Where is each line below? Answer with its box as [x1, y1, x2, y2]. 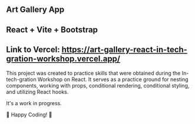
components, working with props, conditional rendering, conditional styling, [6, 82, 190, 89]
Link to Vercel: [6, 45, 60, 55]
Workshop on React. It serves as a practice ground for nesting [37, 76, 189, 83]
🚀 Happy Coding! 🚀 [6, 111, 52, 118]
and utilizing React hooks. [6, 88, 69, 95]
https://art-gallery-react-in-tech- [61, 45, 187, 55]
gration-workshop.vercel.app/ [6, 54, 121, 64]
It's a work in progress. [6, 99, 62, 106]
